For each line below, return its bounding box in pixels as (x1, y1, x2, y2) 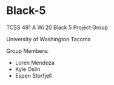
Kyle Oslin (15, 65, 41, 73)
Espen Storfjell (15, 72, 52, 79)
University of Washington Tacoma (6, 35, 91, 42)
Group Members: (6, 47, 49, 55)
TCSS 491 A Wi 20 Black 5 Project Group (6, 24, 108, 31)
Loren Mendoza (15, 59, 55, 66)
